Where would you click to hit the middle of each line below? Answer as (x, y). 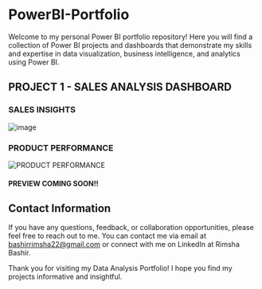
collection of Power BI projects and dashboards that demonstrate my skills (130, 45)
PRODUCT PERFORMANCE (61, 147)
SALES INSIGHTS (42, 110)
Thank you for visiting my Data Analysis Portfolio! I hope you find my (120, 268)
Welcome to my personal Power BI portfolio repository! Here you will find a (131, 37)
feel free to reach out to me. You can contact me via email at (108, 236)
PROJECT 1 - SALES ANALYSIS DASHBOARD (120, 87)
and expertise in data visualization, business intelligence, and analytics (124, 53)
